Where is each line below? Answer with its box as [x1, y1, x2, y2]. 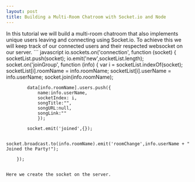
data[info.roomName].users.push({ [27, 85, 111, 90]
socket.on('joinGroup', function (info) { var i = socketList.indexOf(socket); [6, 61, 183, 68]
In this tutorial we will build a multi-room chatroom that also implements [6, 30, 179, 37]
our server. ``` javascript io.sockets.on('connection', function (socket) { [6, 48, 177, 55]
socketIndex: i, [37, 94, 77, 101]
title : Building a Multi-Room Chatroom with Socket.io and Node [6, 14, 166, 20]
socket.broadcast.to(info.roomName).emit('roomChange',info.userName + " [6, 141, 190, 146]
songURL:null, [37, 105, 72, 111]
